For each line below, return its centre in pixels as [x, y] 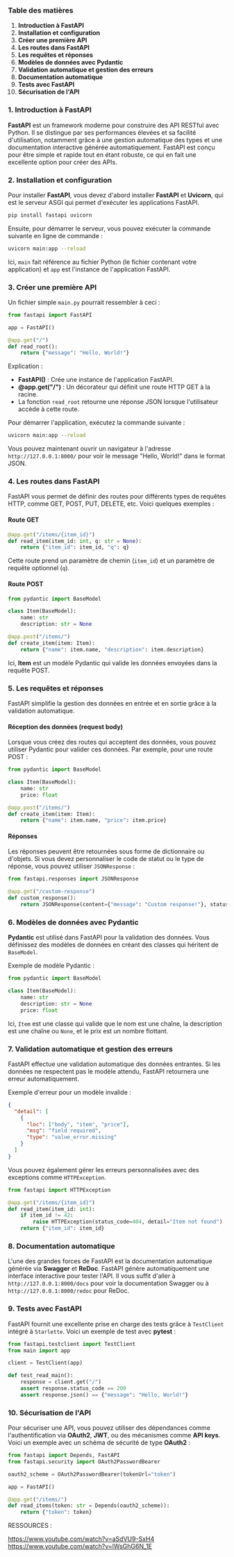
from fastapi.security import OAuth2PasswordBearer [84, 1462]
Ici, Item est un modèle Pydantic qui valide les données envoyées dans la [112, 663]
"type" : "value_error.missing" [72, 1138]
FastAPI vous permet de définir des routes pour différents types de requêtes [117, 497]
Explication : [26, 366]
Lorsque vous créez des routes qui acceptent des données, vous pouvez [112, 742]
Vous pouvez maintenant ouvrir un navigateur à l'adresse [90, 449]
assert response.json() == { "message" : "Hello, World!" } [105, 1394]
